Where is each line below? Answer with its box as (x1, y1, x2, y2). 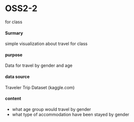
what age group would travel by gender (12, 106, 91, 112)
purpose (5, 52, 23, 58)
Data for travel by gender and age (5, 62, 73, 68)
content (5, 95, 21, 102)
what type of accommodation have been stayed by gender (12, 111, 130, 117)
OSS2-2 (5, 3, 38, 14)
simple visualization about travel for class (5, 41, 88, 46)
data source (5, 74, 30, 79)
